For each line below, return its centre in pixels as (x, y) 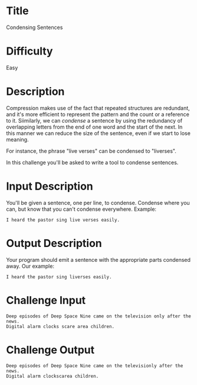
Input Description (50, 186)
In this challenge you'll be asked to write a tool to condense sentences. (92, 162)
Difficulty (29, 51)
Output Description (54, 243)
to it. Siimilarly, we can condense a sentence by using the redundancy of (94, 120)
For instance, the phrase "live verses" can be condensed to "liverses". (91, 151)
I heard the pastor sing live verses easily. (63, 220)
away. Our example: (30, 266)
